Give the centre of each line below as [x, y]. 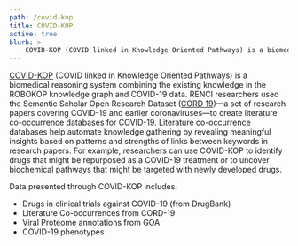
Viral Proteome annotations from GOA [91, 223]
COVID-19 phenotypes [63, 232]
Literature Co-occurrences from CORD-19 [98, 213]
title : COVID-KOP [41, 26]
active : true [33, 34]
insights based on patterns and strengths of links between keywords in [139, 142]
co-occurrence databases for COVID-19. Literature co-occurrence [130, 123]
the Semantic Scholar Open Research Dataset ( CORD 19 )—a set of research [148, 104]
